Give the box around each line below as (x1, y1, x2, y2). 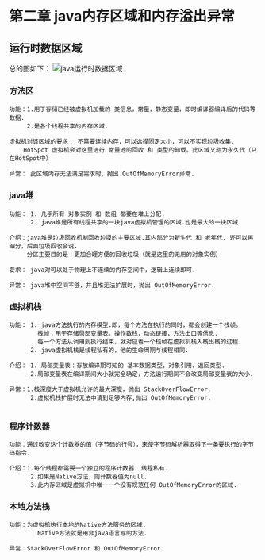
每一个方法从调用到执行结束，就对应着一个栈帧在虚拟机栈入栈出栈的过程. (37, 338, 242, 346)
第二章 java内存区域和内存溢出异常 (9, 7, 235, 25)
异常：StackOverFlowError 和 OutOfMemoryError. (9, 545, 165, 553)
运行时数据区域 (9, 41, 83, 55)
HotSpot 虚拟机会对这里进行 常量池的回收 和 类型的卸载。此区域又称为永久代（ (23, 146, 252, 155)
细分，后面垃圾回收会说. (9, 242, 78, 250)
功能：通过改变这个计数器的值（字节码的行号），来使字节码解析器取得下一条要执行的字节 (9, 441, 255, 449)
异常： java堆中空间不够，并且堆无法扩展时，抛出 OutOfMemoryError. (9, 281, 215, 290)
